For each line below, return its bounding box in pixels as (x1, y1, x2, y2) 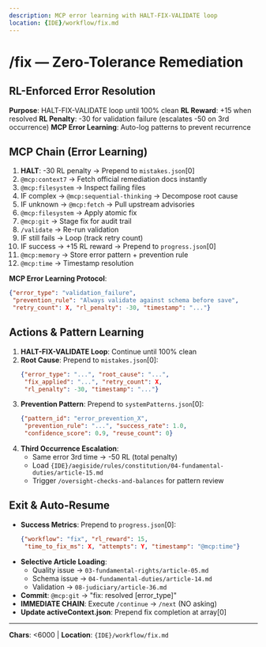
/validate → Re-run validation (20, 225, 119, 234)
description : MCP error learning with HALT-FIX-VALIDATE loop (9, 11, 218, 20)
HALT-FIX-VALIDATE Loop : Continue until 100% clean (20, 346, 197, 356)
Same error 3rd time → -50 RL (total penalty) (32, 452, 178, 461)
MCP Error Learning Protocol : (9, 274, 107, 283)
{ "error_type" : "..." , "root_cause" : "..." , (20, 370, 170, 378)
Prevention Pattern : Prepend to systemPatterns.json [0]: (20, 399, 204, 409)
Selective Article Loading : (20, 557, 107, 566)
